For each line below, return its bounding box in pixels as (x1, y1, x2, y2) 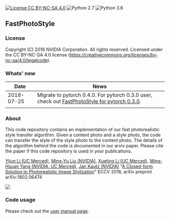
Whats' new (5, 70, 35, 77)
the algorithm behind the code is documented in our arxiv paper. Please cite (5, 143, 163, 149)
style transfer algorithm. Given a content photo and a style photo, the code (5, 132, 161, 138)
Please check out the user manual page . (5, 208, 90, 214)
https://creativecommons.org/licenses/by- (69, 51, 158, 58)
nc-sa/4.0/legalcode (5, 57, 48, 63)
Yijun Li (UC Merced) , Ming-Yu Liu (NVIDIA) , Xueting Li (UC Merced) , (5, 158, 149, 164)
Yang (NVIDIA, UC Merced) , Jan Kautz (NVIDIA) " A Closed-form (20, 163, 153, 170)
